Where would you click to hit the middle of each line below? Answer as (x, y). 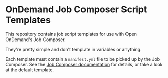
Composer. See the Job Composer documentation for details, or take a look (84, 64)
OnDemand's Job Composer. (35, 40)
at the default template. (30, 70)
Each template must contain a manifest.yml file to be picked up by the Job (83, 59)
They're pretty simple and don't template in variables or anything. (73, 49)
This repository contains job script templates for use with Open (71, 34)
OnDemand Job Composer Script (76, 9)
